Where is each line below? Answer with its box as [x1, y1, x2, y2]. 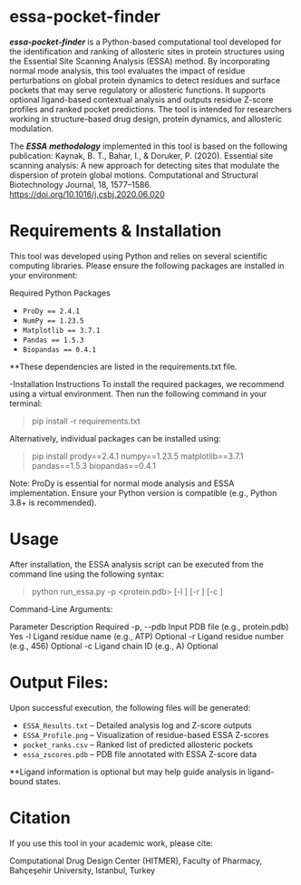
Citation [9, 807, 71, 828]
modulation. [9, 122, 54, 133]
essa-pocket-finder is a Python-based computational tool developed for [9, 36, 282, 47]
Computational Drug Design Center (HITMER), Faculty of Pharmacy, [9, 855, 263, 866]
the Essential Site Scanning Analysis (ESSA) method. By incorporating [9, 55, 270, 66]
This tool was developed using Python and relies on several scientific [9, 250, 267, 261]
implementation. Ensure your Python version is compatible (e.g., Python [9, 487, 277, 498]
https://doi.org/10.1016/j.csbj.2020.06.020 [9, 189, 165, 199]
